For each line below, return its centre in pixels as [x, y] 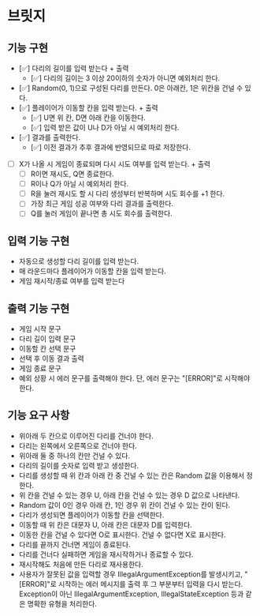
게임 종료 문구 [40, 368]
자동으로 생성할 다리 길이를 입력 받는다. [79, 261]
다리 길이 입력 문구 [47, 339]
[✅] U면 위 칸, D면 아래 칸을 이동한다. [88, 118]
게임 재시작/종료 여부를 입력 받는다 [72, 281]
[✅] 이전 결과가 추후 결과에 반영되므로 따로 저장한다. [110, 147]
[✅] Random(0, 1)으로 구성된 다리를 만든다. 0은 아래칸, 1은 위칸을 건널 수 [131, 88]
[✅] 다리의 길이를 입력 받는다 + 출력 [74, 68]
